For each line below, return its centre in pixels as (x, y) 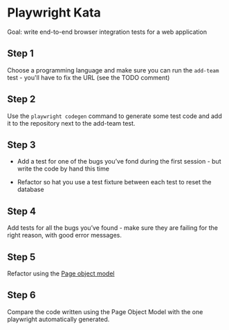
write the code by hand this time (63, 169)
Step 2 (21, 99)
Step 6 (21, 295)
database (30, 190)
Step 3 (21, 145)
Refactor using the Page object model (61, 273)
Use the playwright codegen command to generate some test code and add (115, 116)
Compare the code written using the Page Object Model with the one (105, 311)
